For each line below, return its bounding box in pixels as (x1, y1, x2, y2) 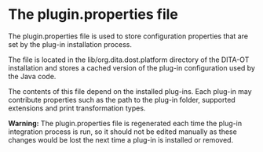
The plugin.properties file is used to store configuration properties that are (8, 31, 249, 41)
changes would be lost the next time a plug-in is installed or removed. (8, 135, 234, 144)
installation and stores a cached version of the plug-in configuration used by (8, 63, 255, 72)
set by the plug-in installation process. (8, 39, 132, 49)
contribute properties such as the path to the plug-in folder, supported (8, 95, 236, 104)
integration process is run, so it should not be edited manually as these (8, 127, 237, 136)
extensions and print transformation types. (8, 103, 146, 113)
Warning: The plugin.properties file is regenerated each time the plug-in (8, 118, 242, 128)
